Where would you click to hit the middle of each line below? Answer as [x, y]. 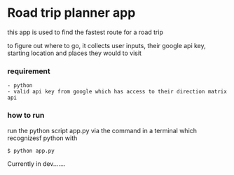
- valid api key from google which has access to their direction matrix [117, 92]
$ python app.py [31, 151]
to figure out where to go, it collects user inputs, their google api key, [107, 45]
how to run [26, 115]
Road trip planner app [71, 13]
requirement [29, 71]
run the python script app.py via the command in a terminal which [102, 130]
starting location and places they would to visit [75, 53]
